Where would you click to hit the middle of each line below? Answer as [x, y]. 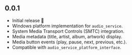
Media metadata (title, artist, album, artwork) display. [67, 36]
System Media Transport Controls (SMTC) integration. [68, 31]
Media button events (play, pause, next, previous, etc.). [70, 42]
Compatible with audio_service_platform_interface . [67, 47]
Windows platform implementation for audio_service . [67, 26]
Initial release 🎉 [28, 20]
